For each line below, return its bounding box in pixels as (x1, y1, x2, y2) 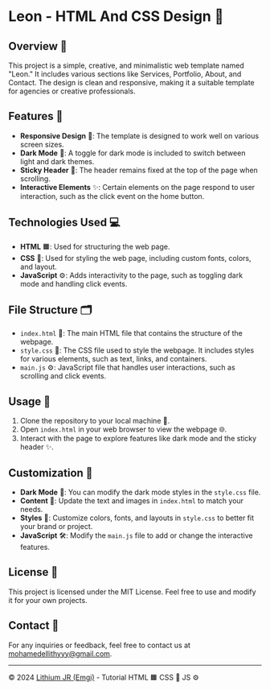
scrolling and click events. (19, 371, 107, 381)
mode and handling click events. (19, 279, 128, 288)
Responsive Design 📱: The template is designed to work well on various (19, 130, 260, 140)
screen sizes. (19, 139, 64, 149)
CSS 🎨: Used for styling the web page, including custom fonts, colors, (19, 253, 252, 262)
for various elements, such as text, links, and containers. (19, 354, 207, 364)
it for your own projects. (8, 595, 88, 605)
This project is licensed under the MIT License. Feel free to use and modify (8, 587, 256, 597)
